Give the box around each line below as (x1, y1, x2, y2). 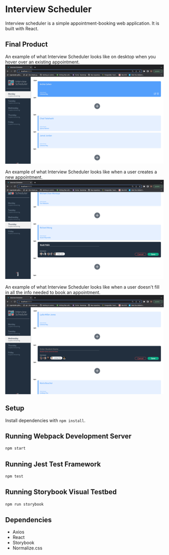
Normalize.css (12, 545, 43, 551)
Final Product (5, 40, 48, 49)
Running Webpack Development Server (5, 432, 132, 440)
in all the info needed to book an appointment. (5, 289, 101, 295)
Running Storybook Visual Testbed (5, 488, 117, 497)
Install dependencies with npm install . (5, 417, 86, 424)
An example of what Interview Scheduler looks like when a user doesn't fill (5, 284, 160, 290)
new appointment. (5, 174, 43, 180)
